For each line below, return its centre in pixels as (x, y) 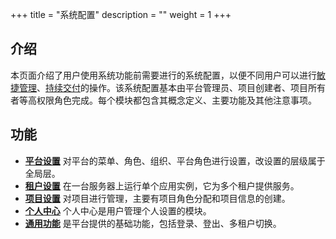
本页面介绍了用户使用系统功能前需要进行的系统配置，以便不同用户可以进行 (163, 75)
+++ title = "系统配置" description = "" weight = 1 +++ (121, 14)
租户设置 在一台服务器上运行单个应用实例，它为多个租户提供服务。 (162, 185)
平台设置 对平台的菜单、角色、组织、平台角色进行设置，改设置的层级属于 (175, 160)
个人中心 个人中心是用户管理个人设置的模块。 (118, 210)
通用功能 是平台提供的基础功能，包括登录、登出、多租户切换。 (153, 223)
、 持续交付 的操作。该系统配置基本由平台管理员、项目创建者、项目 (172, 87)
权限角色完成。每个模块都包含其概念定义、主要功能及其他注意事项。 (176, 100)
